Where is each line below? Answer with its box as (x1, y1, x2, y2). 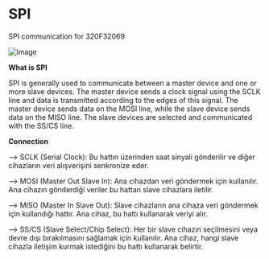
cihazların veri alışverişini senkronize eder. (8, 160, 149, 170)
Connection (8, 136, 49, 146)
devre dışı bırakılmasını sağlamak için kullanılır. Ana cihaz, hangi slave (8, 232, 239, 242)
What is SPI (8, 62, 48, 72)
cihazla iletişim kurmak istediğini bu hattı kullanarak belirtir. (8, 241, 204, 251)
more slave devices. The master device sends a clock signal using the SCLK (8, 86, 261, 97)
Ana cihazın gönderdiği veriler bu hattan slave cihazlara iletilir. (8, 184, 213, 194)
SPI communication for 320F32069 (8, 31, 126, 41)
